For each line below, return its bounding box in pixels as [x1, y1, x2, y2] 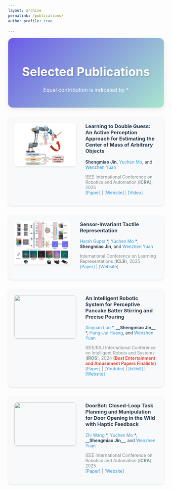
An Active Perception [85, 129, 138, 136]
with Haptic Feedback [85, 421, 139, 428]
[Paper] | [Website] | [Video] [85, 190, 143, 196]
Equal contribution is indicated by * [43, 87, 129, 94]
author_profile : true [8, 18, 53, 23]
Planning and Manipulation [85, 408, 151, 415]
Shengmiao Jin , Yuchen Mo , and [85, 159, 153, 165]
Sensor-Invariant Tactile [80, 221, 139, 228]
